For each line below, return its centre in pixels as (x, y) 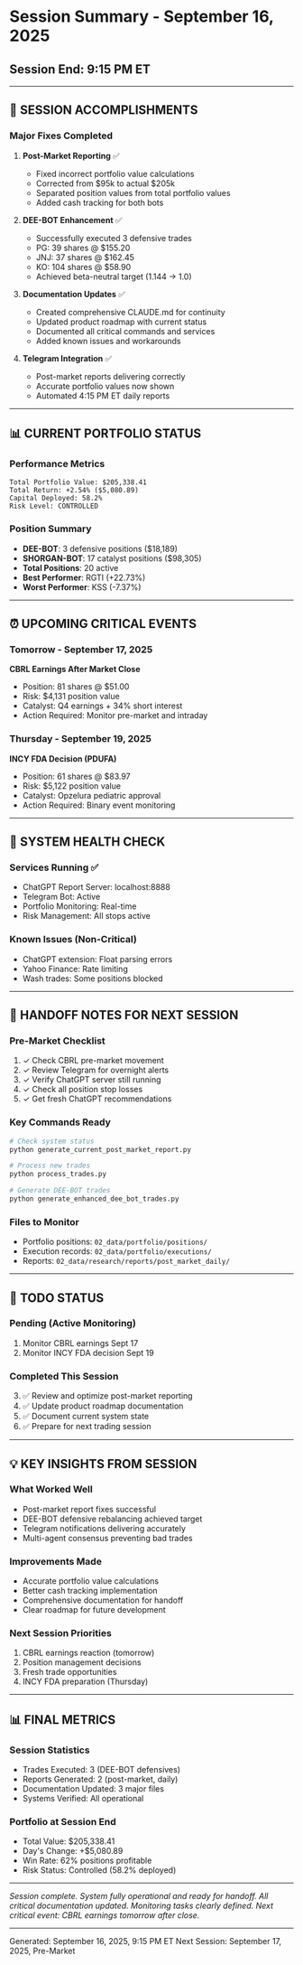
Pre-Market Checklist (57, 1041)
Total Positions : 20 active (70, 567)
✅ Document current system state (86, 1417)
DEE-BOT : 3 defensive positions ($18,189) (100, 548)
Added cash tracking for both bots (100, 202)
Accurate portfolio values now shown (105, 386)
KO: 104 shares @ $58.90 (83, 267)
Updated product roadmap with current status (121, 322)
